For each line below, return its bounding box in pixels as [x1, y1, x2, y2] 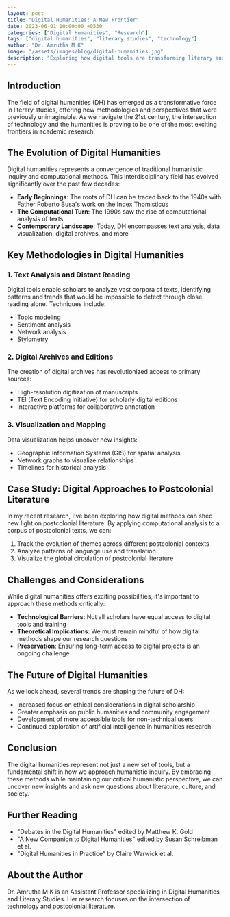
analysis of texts [16, 215, 64, 223]
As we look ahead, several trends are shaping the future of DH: [7, 688, 185, 696]
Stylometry [16, 335, 49, 343]
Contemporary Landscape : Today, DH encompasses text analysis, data [16, 222, 220, 230]
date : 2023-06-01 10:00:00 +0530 [7, 23, 103, 29]
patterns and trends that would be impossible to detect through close [7, 292, 203, 301]
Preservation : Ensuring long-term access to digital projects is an [16, 642, 201, 651]
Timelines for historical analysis [16, 463, 107, 471]
